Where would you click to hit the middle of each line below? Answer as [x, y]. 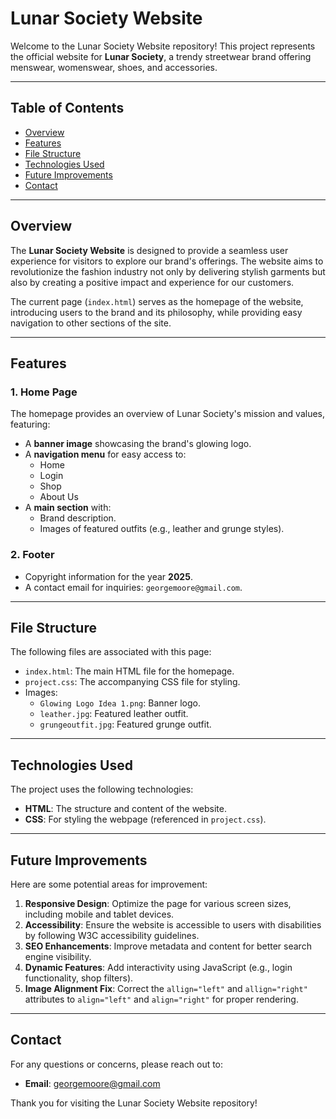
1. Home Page [44, 392]
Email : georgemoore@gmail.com [92, 1083]
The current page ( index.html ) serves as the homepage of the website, [157, 301]
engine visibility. [58, 956]
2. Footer [32, 555]
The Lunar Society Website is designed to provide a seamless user [149, 250]
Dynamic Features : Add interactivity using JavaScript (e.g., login [158, 967]
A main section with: [68, 508]
